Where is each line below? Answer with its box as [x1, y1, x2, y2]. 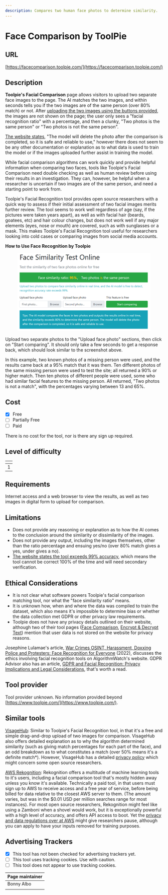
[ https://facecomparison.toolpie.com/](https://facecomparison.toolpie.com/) [5, 63, 163, 70]
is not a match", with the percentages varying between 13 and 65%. [5, 383, 145, 389]
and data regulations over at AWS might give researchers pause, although [5, 817, 158, 823]
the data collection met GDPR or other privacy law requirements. [12, 613, 146, 619]
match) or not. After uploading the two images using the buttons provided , [5, 108, 159, 114]
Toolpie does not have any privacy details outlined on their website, [12, 619, 152, 625]
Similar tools [5, 714, 45, 723]
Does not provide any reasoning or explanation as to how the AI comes [12, 527, 159, 533]
